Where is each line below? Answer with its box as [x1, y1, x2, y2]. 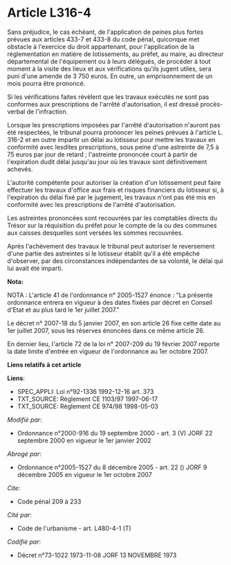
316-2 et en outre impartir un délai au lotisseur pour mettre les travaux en [7, 135, 216, 143]
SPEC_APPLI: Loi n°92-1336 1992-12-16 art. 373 [17, 387, 154, 395]
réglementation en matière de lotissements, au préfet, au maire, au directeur [7, 50, 224, 58]
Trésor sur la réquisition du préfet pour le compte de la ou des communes [7, 221, 217, 229]
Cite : [7, 483, 21, 492]
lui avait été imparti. [7, 264, 64, 272]
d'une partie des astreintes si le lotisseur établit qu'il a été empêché [7, 249, 201, 258]
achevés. [7, 165, 33, 173]
